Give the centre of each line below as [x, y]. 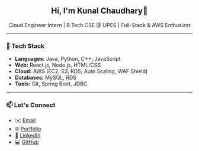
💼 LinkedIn [28, 136]
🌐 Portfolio [28, 129]
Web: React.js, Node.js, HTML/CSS [58, 65]
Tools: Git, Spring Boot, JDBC [51, 84]
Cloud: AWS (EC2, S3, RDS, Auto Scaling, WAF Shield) [81, 71]
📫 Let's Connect [31, 105]
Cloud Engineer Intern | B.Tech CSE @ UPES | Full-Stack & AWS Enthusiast [99, 25]
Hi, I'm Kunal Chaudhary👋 [99, 11]
